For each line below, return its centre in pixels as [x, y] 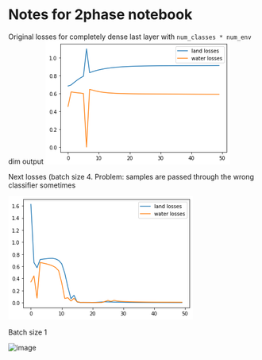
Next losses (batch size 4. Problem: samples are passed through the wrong [131, 176]
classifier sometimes [42, 185]
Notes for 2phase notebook [100, 15]
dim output [26, 161]
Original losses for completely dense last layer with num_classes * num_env [130, 37]
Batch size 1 [28, 332]
